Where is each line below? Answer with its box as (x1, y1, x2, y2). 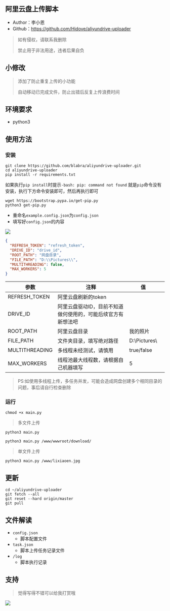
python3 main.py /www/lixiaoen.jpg (5, 459, 80, 464)
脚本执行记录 (20, 559, 47, 565)
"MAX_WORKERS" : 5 (10, 266, 47, 272)
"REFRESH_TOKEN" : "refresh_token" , (10, 243, 85, 248)
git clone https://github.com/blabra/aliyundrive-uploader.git (5, 163, 142, 169)
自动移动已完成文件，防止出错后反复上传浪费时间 (17, 88, 120, 95)
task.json (12, 542, 34, 547)
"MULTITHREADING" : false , (10, 262, 65, 267)
